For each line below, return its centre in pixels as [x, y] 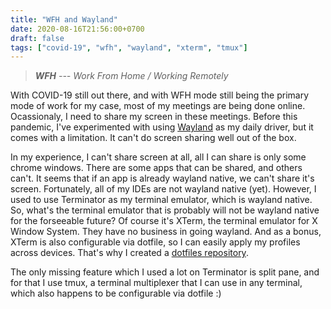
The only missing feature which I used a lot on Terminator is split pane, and [165, 272]
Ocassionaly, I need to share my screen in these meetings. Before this [154, 117]
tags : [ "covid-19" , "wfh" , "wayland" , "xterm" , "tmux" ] [129, 47]
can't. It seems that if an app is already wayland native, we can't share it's [162, 178]
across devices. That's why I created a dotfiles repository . [129, 253]
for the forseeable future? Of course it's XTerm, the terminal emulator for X [164, 221]
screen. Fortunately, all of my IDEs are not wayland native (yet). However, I [163, 189]
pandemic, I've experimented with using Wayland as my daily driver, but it [162, 127]
